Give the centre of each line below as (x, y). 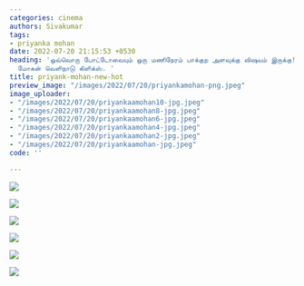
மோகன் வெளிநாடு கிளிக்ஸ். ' (66, 69)
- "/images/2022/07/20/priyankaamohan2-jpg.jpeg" (105, 136)
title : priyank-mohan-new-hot (67, 77)
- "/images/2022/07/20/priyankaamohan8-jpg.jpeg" (105, 111)
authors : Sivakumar (46, 26)
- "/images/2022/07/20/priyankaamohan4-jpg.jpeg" (105, 128)
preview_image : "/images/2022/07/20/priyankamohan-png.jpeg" (127, 85)
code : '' (26, 153)
